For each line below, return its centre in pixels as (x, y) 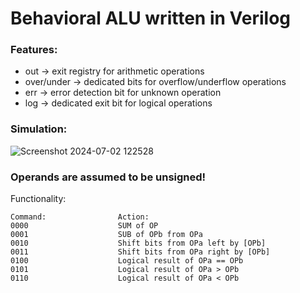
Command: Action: (80, 217)
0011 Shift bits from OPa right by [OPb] (140, 252)
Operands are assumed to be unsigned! (108, 177)
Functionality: (38, 199)
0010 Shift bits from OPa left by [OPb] (138, 243)
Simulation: (39, 129)
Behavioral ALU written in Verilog (150, 18)
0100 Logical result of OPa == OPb (127, 261)
